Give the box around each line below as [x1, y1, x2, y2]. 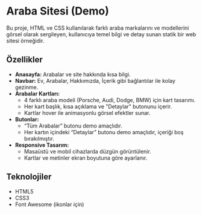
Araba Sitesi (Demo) [6, 4, 110, 18]
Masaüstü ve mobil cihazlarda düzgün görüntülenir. [24, 148, 152, 155]
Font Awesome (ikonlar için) [14, 201, 84, 208]
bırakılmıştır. [24, 135, 54, 142]
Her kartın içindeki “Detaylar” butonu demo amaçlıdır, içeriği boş [24, 128, 184, 135]
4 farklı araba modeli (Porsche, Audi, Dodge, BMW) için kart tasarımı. [24, 96, 196, 103]
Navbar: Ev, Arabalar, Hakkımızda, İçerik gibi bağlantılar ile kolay [14, 77, 176, 84]
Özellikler [6, 54, 43, 65]
